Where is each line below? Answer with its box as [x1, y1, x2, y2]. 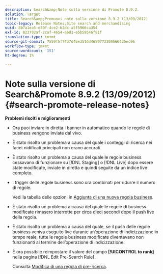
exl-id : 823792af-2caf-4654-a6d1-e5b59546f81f [5, 30, 102, 35]
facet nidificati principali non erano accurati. [12, 145, 102, 151]
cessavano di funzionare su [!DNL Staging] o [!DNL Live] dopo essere [12, 160, 153, 165]
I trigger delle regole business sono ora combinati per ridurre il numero [12, 180, 156, 186]
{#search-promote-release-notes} [5, 99, 150, 110]
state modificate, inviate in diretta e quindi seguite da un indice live [12, 165, 147, 171]
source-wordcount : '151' [5, 48, 56, 53]
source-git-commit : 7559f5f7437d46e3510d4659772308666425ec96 [5, 39, 135, 44]
